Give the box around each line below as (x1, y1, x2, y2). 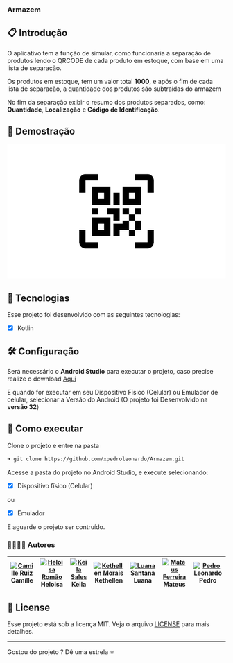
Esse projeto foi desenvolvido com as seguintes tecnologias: (7, 311, 180, 319)
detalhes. (7, 628, 34, 635)
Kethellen (94, 576, 123, 585)
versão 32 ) (7, 403, 40, 411)
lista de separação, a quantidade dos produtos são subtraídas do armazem (7, 85, 222, 93)
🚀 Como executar (7, 423, 83, 435)
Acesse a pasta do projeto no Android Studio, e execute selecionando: (7, 468, 209, 476)
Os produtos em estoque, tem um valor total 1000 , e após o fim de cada (7, 77, 214, 85)
